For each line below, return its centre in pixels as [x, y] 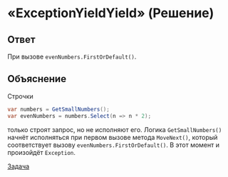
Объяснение [37, 79]
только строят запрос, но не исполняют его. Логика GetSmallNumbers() [115, 129]
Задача [19, 166]
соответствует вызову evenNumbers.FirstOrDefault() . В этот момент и [113, 145]
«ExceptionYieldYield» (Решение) [111, 13]
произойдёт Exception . [42, 152]
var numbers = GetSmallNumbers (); [59, 109]
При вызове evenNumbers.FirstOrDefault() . [72, 56]
